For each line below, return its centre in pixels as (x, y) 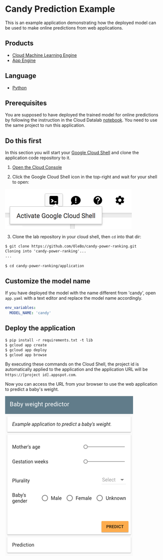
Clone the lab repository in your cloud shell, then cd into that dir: (77, 237)
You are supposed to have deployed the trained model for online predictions (82, 115)
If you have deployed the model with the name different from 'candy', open (81, 293)
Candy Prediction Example (60, 9)
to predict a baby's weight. (32, 389)
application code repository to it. (38, 158)
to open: (21, 182)
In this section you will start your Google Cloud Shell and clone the (72, 153)
